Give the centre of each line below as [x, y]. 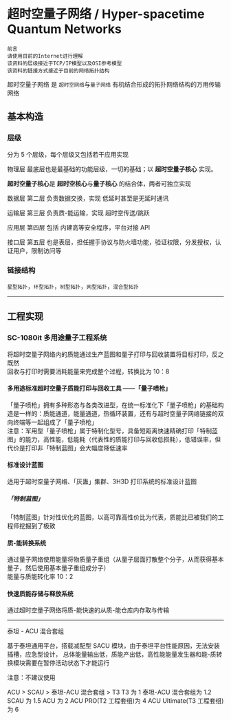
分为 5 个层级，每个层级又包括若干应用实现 [68, 154]
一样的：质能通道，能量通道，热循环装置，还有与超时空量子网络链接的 [118, 413]
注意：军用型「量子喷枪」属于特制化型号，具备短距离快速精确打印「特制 [109, 430]
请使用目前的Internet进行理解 [45, 56]
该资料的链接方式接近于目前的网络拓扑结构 [58, 70]
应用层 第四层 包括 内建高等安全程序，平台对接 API [79, 227]
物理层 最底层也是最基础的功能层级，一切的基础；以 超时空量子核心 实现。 [112, 168]
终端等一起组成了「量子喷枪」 [55, 422]
